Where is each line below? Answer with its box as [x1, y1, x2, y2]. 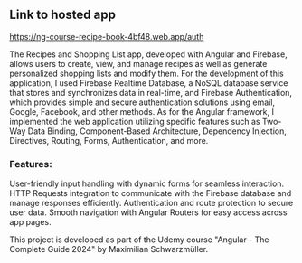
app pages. [9, 217, 52, 228]
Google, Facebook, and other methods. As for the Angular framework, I [9, 106, 274, 117]
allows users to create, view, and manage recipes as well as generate [9, 58, 268, 69]
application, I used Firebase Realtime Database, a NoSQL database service [9, 77, 288, 89]
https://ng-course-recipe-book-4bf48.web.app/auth [9, 31, 204, 42]
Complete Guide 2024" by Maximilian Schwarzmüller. [9, 244, 209, 255]
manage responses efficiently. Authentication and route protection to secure [9, 198, 294, 209]
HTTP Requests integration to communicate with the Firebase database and [9, 188, 292, 199]
